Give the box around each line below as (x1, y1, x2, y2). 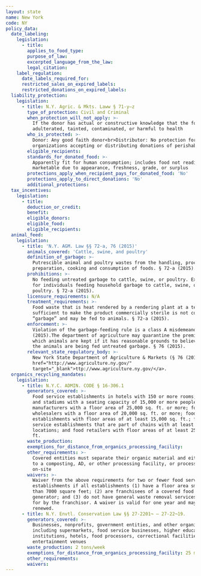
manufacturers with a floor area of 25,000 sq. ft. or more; (32, 405, 188, 411)
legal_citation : (27, 64, 68, 71)
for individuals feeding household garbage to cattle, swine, (32, 282, 191, 288)
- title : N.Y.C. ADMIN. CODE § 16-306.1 (21, 382, 124, 389)
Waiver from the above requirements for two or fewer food (32, 478, 184, 484)
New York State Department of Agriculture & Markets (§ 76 (32, 355, 184, 361)
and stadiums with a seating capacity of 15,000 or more (32, 400, 178, 406)
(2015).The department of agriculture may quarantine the (32, 332, 181, 338)
